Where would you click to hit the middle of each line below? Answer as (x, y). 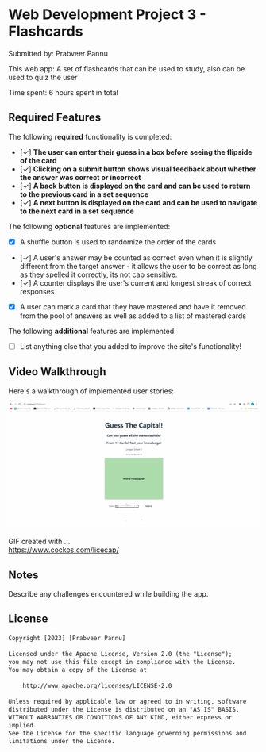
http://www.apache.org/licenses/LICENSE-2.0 (97, 685)
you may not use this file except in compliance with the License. (122, 662)
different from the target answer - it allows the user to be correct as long (138, 266)
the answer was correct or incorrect (80, 177)
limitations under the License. (62, 741)
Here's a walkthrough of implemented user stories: (91, 391)
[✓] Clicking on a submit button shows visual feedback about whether (138, 169)
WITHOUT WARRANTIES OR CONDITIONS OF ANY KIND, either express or (120, 717)
